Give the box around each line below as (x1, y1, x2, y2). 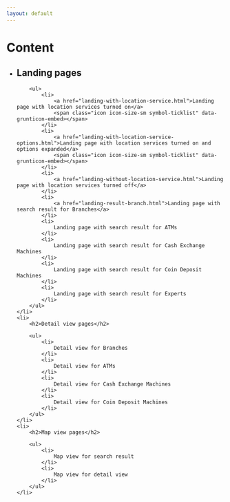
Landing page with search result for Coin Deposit (53, 266, 202, 273)
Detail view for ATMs (53, 362, 116, 369)
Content (6, 39, 54, 55)
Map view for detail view (53, 471, 128, 478)
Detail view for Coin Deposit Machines (53, 399, 168, 406)
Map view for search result (53, 452, 134, 460)
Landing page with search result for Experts (53, 290, 187, 297)
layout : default (6, 10, 53, 17)
